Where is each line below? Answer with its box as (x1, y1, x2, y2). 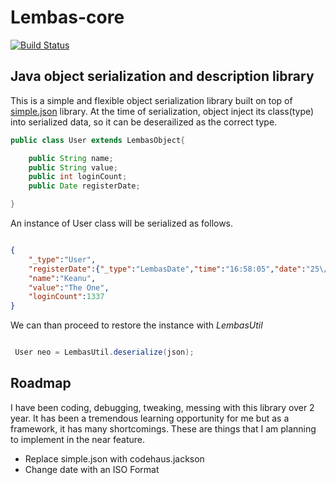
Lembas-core (10, 6, 125, 29)
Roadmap (10, 375, 72, 392)
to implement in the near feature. (10, 433, 145, 445)
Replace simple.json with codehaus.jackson (24, 452, 205, 465)
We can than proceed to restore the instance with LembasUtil (10, 319, 263, 331)
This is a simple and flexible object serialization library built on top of (10, 94, 293, 106)
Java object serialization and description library (10, 68, 315, 85)
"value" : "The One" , (28, 282, 110, 293)
